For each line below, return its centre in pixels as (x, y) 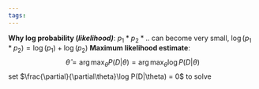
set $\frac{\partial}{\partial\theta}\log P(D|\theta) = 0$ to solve (110, 76)
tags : (17, 15)
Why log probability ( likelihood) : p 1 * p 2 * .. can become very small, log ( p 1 (130, 39)
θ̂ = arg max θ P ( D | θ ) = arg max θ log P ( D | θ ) (133, 63)
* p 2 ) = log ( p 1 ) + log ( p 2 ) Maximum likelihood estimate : (99, 49)
